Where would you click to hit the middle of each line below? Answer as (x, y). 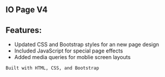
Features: (24, 30)
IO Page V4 (27, 10)
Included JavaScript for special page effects (69, 51)
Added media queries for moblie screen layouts (72, 57)
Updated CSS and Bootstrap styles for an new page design (86, 45)
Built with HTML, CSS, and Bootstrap (52, 68)
